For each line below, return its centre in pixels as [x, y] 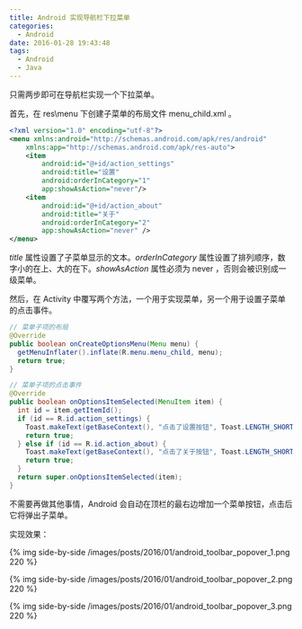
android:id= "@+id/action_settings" [108, 164]
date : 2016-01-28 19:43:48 [60, 43]
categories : [31, 26]
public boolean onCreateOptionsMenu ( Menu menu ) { [104, 344]
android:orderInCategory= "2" [96, 222]
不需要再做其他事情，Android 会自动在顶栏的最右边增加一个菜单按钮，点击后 [151, 503]
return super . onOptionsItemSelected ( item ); [100, 477]
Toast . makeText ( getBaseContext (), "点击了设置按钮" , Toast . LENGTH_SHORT [160, 427]
